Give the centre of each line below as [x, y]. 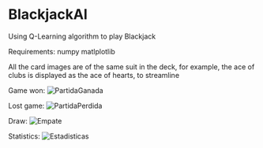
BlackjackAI [48, 15]
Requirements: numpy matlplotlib [62, 51]
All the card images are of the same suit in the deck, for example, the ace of [131, 67]
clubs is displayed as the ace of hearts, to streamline [94, 75]
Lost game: [26, 105]
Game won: [27, 90]
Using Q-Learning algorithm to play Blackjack [82, 36]
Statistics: [24, 136]
